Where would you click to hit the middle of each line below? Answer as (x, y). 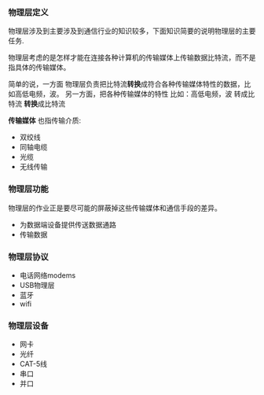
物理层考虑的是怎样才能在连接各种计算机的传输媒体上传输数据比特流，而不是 (132, 57)
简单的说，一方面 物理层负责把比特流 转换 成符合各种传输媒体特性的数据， (126, 84)
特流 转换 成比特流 (37, 104)
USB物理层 (37, 285)
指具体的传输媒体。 (39, 68)
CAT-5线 (33, 364)
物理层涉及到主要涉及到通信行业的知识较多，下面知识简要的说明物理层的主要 (132, 31)
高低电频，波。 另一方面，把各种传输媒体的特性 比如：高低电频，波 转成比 (135, 94)
